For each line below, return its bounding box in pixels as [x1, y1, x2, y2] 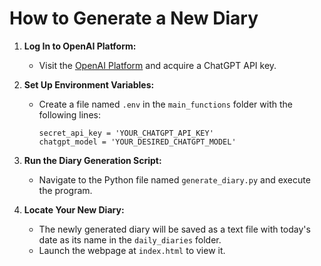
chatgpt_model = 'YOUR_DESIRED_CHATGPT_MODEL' [38, 137, 237, 147]
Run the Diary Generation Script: [23, 154, 162, 166]
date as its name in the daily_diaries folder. [38, 233, 222, 246]
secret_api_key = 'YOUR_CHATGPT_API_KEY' [38, 128, 214, 138]
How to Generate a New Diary [9, 7, 259, 30]
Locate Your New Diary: [23, 203, 125, 216]
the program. [38, 184, 93, 196]
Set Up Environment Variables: [23, 78, 155, 91]
